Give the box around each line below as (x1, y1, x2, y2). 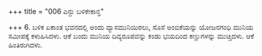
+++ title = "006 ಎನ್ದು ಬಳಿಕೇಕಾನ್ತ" (8, 7, 104, 16)
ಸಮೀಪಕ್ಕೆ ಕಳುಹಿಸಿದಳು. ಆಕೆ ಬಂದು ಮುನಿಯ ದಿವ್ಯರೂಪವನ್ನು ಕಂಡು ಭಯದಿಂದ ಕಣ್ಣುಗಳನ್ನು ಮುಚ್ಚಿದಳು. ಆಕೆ (8, 32, 255, 40)
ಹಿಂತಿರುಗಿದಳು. (8, 40, 42, 50)
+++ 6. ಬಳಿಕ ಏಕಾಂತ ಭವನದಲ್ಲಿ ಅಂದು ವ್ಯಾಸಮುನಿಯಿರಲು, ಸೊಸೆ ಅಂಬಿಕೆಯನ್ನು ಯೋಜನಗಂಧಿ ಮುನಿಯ (8, 23, 254, 32)
